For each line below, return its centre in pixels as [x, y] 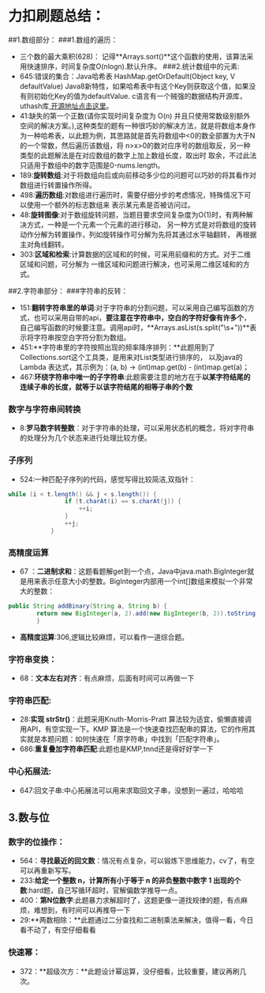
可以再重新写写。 [47, 870]
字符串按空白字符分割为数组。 [82, 337]
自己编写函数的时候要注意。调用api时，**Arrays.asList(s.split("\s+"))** [134, 327]
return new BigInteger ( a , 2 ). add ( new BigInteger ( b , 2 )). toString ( [148, 613]
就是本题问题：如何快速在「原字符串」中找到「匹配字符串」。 [125, 739]
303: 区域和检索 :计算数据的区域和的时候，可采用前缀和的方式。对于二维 [135, 254]
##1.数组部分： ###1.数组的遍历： [63, 40]
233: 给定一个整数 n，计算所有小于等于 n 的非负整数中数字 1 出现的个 [130, 881]
